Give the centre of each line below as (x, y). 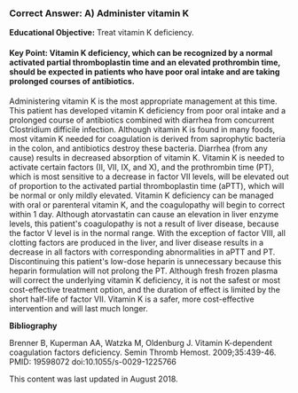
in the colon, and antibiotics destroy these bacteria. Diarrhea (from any (138, 148)
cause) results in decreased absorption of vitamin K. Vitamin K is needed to (147, 157)
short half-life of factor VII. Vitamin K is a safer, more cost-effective (132, 299)
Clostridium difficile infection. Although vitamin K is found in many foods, (142, 129)
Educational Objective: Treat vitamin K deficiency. (102, 33)
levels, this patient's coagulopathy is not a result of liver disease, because (144, 224)
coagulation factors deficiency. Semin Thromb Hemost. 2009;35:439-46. (143, 352)
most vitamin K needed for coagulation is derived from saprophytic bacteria (147, 138)
